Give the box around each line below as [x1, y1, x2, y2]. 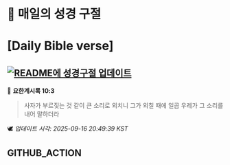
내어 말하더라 [23, 110, 60, 118]
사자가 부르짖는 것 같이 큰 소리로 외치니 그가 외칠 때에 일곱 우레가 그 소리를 [23, 101, 224, 110]
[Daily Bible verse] [7, 38, 114, 54]
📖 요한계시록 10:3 [7, 87, 55, 95]
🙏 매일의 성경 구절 [7, 6, 102, 22]
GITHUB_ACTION [7, 147, 82, 159]
